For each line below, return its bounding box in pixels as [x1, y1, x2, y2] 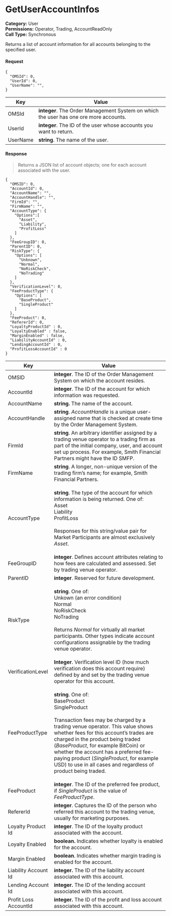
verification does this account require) [53, 665, 146, 672]
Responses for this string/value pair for [53, 527, 147, 534]
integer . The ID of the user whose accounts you [38, 122, 153, 129]
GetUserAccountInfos [5, 4, 100, 15]
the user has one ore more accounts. [38, 114, 126, 121]
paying [53, 755, 70, 762]
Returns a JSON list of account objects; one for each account [17, 162, 147, 168]
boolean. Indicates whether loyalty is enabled [53, 838, 163, 845]
